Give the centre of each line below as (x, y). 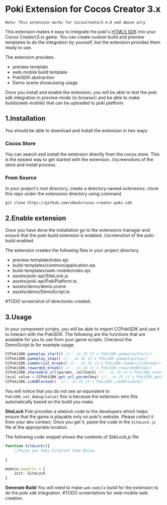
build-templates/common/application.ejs (54, 265)
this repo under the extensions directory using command (63, 194)
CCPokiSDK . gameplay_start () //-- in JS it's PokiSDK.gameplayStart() (79, 354)
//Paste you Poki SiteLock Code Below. (55, 451)
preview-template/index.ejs (40, 260)
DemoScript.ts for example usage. (40, 345)
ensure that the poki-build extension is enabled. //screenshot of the (74, 235)
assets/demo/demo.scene (39, 287)
